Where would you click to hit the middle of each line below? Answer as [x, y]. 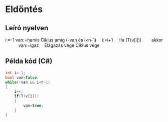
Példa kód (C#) [29, 61]
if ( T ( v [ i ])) [27, 96]
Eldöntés [24, 9]
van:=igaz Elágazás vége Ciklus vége [59, 45]
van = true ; [33, 105]
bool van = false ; [22, 77]
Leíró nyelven [27, 28]
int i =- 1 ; [16, 73]
